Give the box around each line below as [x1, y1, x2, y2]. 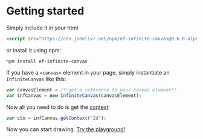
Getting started [6, 4, 85, 18]
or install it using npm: [6, 46, 62, 54]
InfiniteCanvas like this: [6, 75, 66, 82]
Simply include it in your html [6, 24, 79, 31]
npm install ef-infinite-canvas [6, 58, 88, 64]
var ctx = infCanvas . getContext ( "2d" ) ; [6, 115, 107, 121]
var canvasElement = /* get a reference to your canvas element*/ [6, 87, 177, 93]
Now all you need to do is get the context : [6, 103, 111, 111]
